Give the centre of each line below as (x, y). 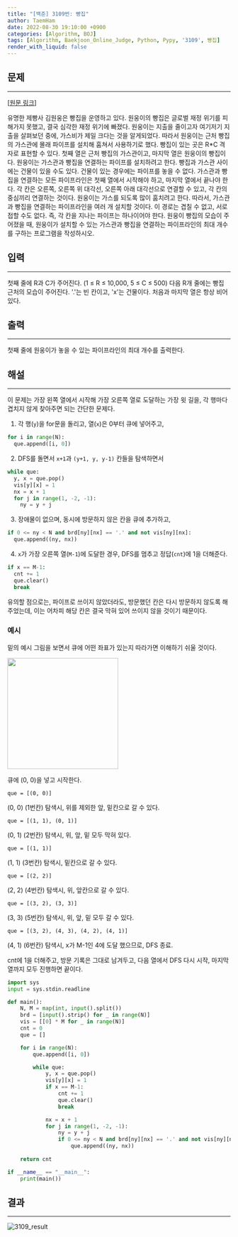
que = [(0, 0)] (30, 793)
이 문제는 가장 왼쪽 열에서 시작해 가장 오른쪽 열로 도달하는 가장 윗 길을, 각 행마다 (118, 400)
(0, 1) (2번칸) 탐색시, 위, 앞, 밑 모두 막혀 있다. (69, 835)
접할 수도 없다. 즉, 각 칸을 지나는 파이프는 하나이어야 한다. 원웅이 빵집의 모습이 (115, 215)
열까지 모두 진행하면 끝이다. (45, 969)
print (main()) (41, 1179)
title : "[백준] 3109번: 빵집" (48, 14)
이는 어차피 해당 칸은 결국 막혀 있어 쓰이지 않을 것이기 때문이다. (120, 610)
